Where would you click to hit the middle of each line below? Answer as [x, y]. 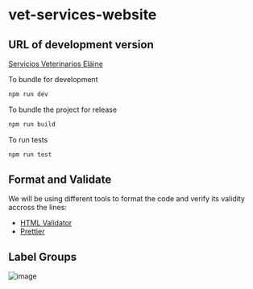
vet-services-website [83, 15]
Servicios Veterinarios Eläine [56, 64]
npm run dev [28, 94]
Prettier [32, 232]
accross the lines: [37, 208]
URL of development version [81, 45]
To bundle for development [53, 79]
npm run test [30, 155]
